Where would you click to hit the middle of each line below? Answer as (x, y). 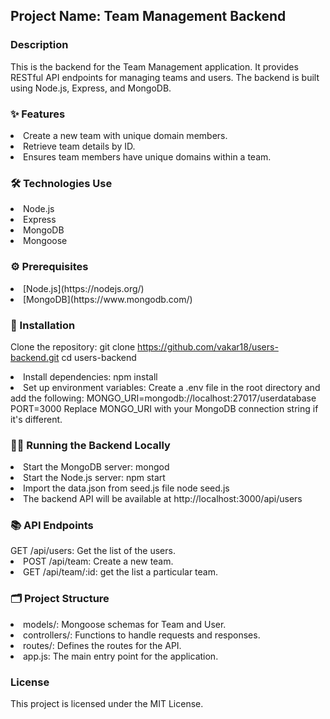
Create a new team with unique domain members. (125, 135)
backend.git (35, 357)
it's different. (36, 419)
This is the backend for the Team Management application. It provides (154, 66)
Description (39, 45)
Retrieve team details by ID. (79, 146)
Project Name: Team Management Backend (148, 16)
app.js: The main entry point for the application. (121, 656)
